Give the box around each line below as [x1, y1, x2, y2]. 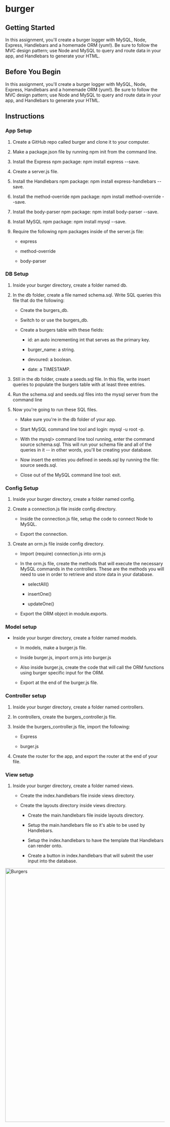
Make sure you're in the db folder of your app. [20, 416, 116, 422]
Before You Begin [5, 68, 61, 76]
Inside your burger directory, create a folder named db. [12, 282, 127, 288]
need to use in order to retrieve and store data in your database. [20, 571, 154, 577]
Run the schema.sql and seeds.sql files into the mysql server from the [12, 391, 158, 397]
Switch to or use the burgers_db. [20, 317, 89, 323]
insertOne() [27, 591, 52, 597]
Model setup [5, 623, 37, 630]
